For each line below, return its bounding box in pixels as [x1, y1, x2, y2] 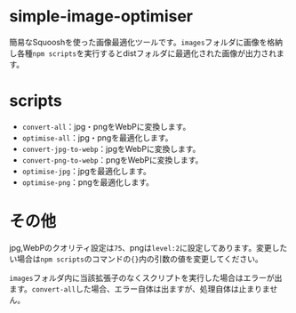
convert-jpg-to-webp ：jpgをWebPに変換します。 [21, 143, 201, 154]
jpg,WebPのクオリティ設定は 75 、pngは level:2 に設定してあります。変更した [9, 242, 288, 253]
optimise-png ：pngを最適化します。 [21, 176, 154, 188]
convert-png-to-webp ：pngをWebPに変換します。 [21, 154, 204, 165]
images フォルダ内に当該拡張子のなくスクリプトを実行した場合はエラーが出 [9, 272, 283, 283]
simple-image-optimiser [9, 6, 194, 27]
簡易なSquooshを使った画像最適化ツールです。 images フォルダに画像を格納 [9, 36, 283, 47]
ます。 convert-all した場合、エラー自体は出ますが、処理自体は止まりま [9, 283, 270, 294]
